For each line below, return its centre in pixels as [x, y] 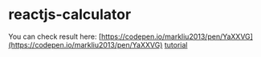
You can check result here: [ [55, 36]
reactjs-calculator [70, 15]
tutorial [176, 44]
